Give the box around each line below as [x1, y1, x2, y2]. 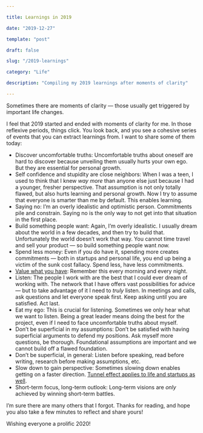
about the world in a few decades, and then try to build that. [15, 228, 165, 236]
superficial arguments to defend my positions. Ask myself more [15, 332, 174, 339]
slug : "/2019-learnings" [6, 58, 69, 64]
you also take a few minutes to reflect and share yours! [6, 408, 144, 415]
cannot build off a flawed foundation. [15, 344, 108, 352]
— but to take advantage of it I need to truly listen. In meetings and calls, [15, 287, 196, 294]
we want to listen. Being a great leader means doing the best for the [15, 312, 185, 319]
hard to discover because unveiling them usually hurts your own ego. [15, 157, 188, 165]
